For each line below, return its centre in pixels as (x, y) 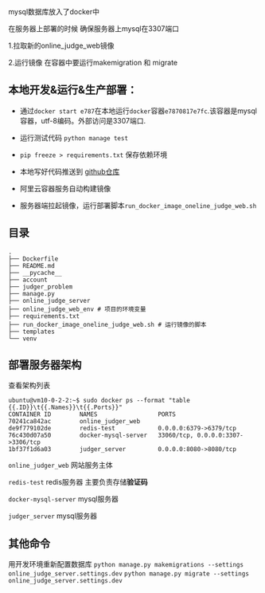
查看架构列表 (29, 386)
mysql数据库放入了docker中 (54, 12)
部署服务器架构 (45, 365)
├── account (28, 280)
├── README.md (32, 265)
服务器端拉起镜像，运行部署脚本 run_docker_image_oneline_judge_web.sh (138, 205)
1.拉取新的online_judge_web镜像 (61, 45)
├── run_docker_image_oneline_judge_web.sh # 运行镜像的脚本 (107, 324)
